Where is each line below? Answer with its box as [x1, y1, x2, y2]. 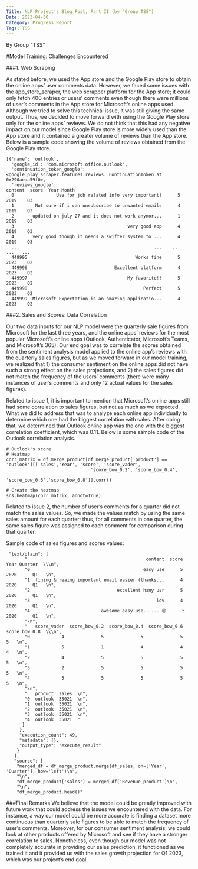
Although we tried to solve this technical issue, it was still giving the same [6, 107, 184, 114]
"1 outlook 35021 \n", [24, 701, 88, 707]
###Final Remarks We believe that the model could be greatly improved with [6, 799, 192, 807]
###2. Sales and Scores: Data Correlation [6, 312, 107, 319]
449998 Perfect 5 [11, 286, 181, 291]
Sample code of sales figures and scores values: [6, 540, 124, 547]
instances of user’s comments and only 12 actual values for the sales [6, 380, 173, 387]
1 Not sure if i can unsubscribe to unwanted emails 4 [11, 203, 181, 209]
